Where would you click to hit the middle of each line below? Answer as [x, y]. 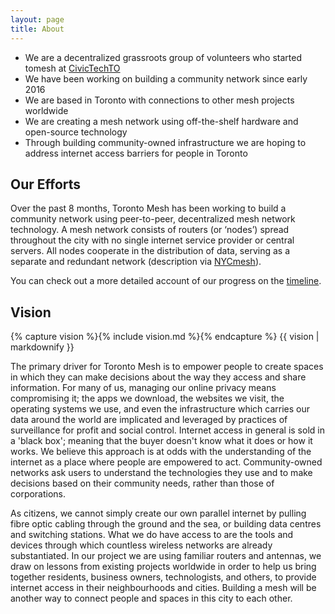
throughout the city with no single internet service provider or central [152, 240]
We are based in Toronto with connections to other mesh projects [159, 100]
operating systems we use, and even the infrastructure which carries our [160, 409]
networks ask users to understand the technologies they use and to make [161, 473]
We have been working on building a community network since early [166, 78]
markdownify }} [42, 347]
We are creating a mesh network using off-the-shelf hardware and [161, 121]
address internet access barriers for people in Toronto [136, 153]
